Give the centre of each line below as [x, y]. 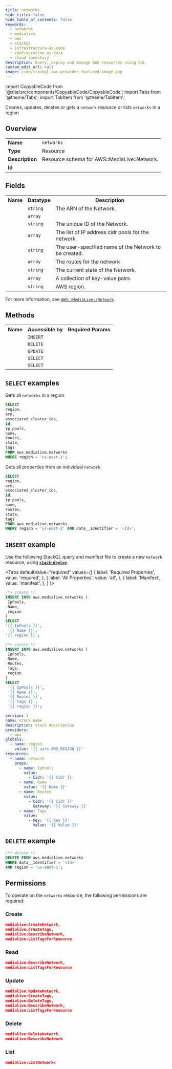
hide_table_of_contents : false [39, 19]
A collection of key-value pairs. [93, 278]
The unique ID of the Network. [92, 224]
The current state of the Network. [96, 270]
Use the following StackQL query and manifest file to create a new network [84, 557]
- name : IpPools [36, 768]
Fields [15, 186]
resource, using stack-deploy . [37, 562]
